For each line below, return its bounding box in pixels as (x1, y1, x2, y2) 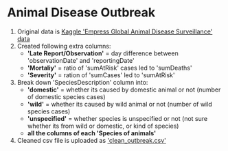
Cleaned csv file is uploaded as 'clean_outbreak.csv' (16, 136, 166, 144)
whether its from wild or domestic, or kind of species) (27, 122, 179, 130)
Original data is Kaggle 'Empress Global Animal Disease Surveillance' (16, 27, 213, 36)
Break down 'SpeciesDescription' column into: (16, 78, 148, 86)
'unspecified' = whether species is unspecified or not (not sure (27, 114, 208, 122)
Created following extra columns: (16, 42, 111, 50)
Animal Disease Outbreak (7, 5, 156, 20)
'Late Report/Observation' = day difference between (27, 49, 179, 57)
